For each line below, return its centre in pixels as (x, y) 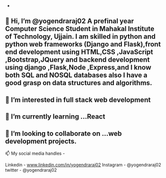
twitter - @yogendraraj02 (31, 170)
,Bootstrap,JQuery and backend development (78, 60)
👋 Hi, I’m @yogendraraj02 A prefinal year (70, 21)
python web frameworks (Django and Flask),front (83, 44)
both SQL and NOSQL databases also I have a (76, 75)
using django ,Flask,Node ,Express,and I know (78, 67)
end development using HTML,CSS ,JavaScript (79, 52)
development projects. (41, 141)
